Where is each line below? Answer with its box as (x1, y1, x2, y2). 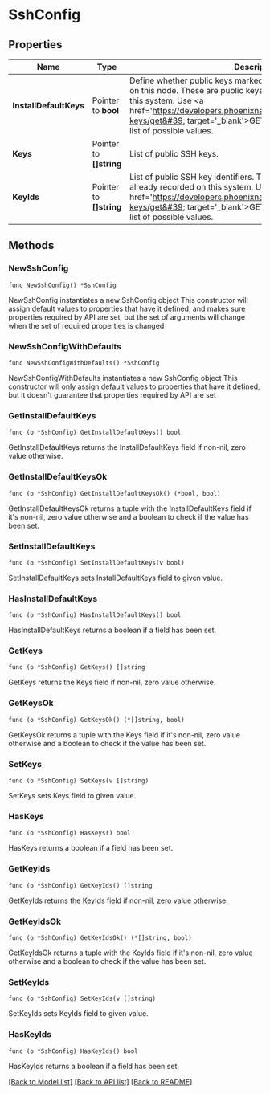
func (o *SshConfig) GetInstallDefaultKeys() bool (8, 428, 182, 437)
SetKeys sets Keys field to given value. (8, 791, 137, 801)
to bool (92, 105, 119, 116)
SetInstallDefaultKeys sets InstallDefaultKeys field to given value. (8, 573, 223, 582)
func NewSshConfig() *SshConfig (8, 281, 117, 289)
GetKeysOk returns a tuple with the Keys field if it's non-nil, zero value (8, 729, 241, 740)
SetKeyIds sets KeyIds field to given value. (8, 1009, 149, 1018)
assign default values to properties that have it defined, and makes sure (8, 304, 246, 313)
